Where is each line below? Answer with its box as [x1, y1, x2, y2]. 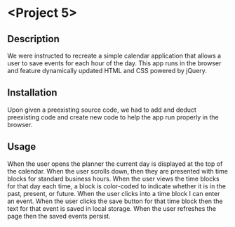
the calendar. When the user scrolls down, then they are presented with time [7, 167, 228, 175]
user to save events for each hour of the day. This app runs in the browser [7, 59, 222, 67]
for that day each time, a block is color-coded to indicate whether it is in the [7, 181, 227, 190]
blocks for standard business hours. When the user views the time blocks [7, 174, 220, 183]
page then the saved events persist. [7, 212, 111, 220]
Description [7, 33, 60, 45]
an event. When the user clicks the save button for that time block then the [7, 197, 223, 205]
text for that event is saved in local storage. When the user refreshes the [7, 204, 216, 212]
